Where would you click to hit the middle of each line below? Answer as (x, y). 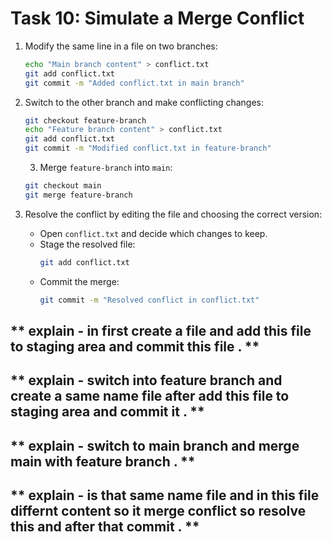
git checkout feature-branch (85, 120)
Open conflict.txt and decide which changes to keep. (153, 233)
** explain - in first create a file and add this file (161, 330)
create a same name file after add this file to (150, 396)
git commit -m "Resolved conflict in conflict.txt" (149, 300)
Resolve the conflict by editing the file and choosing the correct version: (173, 214)
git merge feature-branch (78, 195)
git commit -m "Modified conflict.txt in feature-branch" (148, 148)
